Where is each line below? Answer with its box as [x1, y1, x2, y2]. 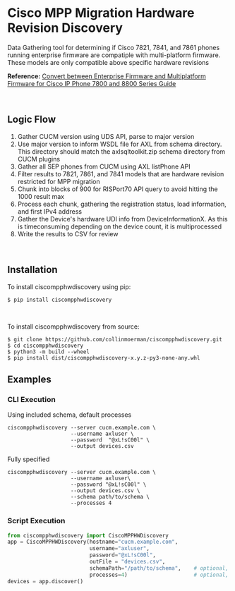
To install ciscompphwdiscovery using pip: [7, 282, 131, 291]
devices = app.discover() [7, 578, 83, 585]
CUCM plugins [17, 154, 61, 163]
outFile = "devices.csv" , [89, 559, 166, 566]
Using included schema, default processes [7, 410, 132, 419]
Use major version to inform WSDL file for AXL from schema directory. [17, 140, 222, 148]
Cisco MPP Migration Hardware [7, 5, 195, 21]
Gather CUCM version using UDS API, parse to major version [17, 132, 195, 140]
